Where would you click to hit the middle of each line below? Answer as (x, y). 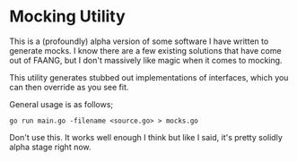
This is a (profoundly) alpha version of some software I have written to (139, 41)
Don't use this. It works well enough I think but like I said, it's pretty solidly (146, 137)
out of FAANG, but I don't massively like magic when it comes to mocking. (146, 60)
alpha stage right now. (50, 147)
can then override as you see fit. (69, 87)
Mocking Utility (67, 17)
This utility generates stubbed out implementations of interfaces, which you (149, 77)
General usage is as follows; (61, 104)
